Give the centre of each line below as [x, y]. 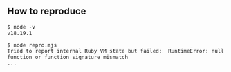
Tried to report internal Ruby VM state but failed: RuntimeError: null [116, 51]
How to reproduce [47, 11]
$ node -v [21, 27]
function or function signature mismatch [68, 57]
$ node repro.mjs [32, 45]
